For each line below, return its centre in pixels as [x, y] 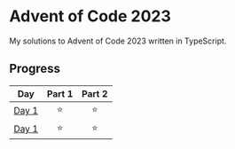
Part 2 [94, 93]
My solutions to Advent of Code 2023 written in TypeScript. [118, 41]
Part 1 [60, 93]
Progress [35, 69]
